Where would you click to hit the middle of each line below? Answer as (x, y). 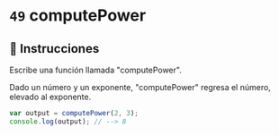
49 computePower (78, 16)
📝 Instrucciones (54, 49)
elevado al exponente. (50, 97)
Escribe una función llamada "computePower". (95, 70)
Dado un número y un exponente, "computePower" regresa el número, (140, 87)
